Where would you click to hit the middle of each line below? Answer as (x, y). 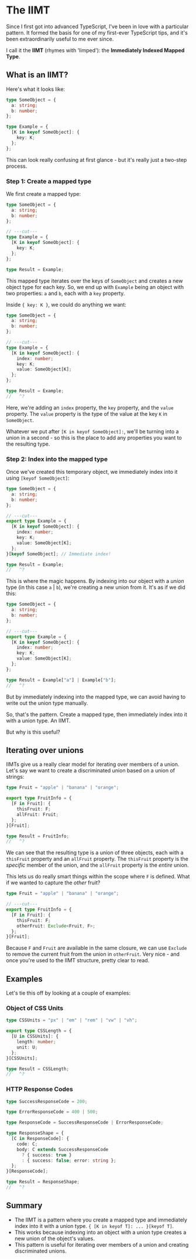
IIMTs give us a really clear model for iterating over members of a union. (93, 764)
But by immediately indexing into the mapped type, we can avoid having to (96, 697)
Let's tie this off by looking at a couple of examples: (68, 993)
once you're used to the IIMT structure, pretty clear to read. (78, 961)
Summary (24, 1206)
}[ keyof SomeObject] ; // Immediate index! (59, 554)
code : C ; (27, 1144)
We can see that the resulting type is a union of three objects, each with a (95, 853)
